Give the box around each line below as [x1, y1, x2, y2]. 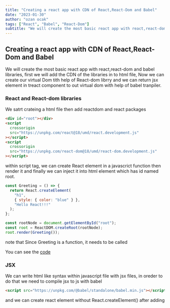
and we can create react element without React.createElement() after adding [5, 297, 165, 303]
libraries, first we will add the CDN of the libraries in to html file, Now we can [5, 71, 164, 77]
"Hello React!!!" [14, 202, 51, 207]
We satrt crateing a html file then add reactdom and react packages [5, 107, 146, 113]
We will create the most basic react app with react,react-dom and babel [5, 66, 155, 72]
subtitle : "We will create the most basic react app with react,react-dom [5, 26, 166, 31]
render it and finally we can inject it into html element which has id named [5, 168, 159, 174]
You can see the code [5, 248, 51, 255]
